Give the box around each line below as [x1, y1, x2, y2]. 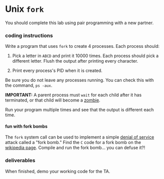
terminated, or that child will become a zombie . [5, 97, 100, 103]
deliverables [5, 157, 35, 164]
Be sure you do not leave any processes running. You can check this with [5, 77, 154, 83]
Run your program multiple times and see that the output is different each [5, 107, 154, 113]
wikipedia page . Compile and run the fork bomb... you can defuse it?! [5, 144, 145, 151]
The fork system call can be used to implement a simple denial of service [5, 134, 154, 140]
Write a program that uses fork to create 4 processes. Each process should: [5, 43, 160, 49]
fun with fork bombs [5, 123, 48, 129]
